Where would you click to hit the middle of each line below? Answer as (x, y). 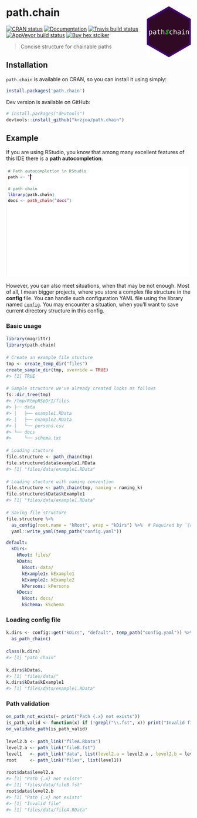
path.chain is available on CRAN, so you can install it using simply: (86, 79)
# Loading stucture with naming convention (60, 482)
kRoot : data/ (38, 567)
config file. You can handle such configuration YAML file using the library (95, 298)
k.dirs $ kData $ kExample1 (35, 683)
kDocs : (25, 592)
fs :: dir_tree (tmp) (28, 395)
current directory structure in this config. (55, 311)
